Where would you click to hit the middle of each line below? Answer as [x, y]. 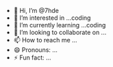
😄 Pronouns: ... [36, 50]
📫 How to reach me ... [45, 40]
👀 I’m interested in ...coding [52, 18]
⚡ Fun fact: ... [32, 57]
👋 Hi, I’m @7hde [36, 11]
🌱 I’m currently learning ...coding [60, 25]
